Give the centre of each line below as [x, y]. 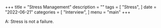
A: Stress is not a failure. [29, 21]
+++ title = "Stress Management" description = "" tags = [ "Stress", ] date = [81, 7]
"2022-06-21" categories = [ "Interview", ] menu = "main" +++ [68, 12]
